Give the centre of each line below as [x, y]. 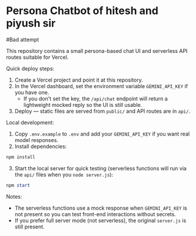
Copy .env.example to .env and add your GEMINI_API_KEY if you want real [102, 134]
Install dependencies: [41, 146]
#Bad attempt [23, 39]
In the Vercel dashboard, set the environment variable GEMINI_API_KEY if [101, 86]
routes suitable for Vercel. [37, 57]
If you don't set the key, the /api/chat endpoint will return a [95, 99]
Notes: [14, 196]
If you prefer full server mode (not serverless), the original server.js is [100, 220]
